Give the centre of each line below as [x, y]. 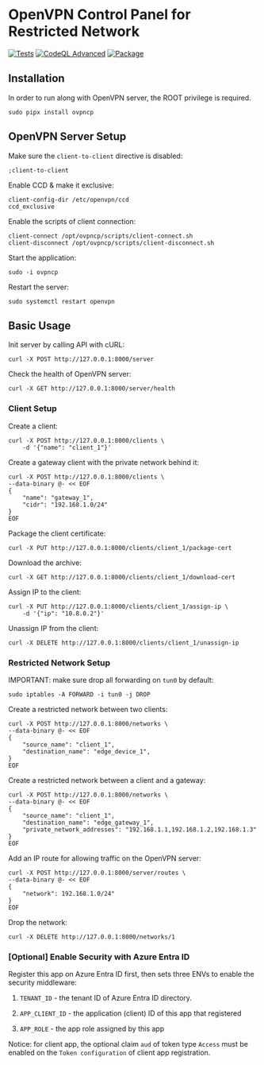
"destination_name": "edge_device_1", [86, 751]
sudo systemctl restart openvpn [61, 301]
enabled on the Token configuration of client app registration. [109, 1053]
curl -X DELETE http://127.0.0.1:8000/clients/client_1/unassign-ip [124, 643]
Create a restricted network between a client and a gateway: [107, 780]
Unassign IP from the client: [54, 628]
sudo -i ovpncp [33, 272]
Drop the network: [38, 922]
